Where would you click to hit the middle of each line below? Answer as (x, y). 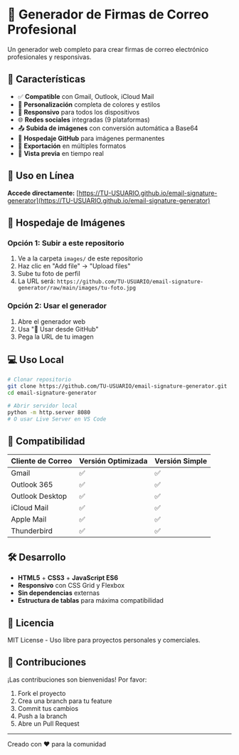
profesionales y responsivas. (49, 57)
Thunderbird (32, 531)
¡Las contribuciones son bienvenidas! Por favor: (77, 680)
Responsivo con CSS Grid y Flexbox (71, 586)
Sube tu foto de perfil (49, 274)
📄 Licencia (31, 623)
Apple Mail (29, 519)
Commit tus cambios (48, 708)
